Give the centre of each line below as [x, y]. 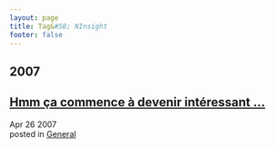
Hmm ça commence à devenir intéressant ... [137, 102]
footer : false [36, 35]
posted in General [43, 133]
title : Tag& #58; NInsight [58, 26]
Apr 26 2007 [33, 124]
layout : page [34, 18]
